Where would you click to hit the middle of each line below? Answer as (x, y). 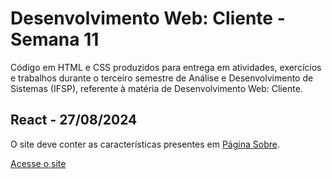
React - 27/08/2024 (74, 120)
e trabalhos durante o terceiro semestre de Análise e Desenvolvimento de (162, 78)
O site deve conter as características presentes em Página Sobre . (145, 144)
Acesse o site (38, 163)
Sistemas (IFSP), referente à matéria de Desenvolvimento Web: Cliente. (156, 88)
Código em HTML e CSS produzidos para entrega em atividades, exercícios (166, 67)
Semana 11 (55, 39)
